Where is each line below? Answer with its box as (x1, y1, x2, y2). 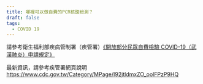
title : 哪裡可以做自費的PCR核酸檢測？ (6, 9, 94, 15)
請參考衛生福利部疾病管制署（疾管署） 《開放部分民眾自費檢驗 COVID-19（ (6, 43, 191, 51)
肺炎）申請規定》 (11, 51, 55, 58)
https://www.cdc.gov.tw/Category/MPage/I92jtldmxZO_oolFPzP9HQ (6, 71, 179, 78)
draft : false (6, 15, 40, 21)
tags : (6, 20, 20, 26)
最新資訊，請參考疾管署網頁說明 (6, 64, 87, 71)
